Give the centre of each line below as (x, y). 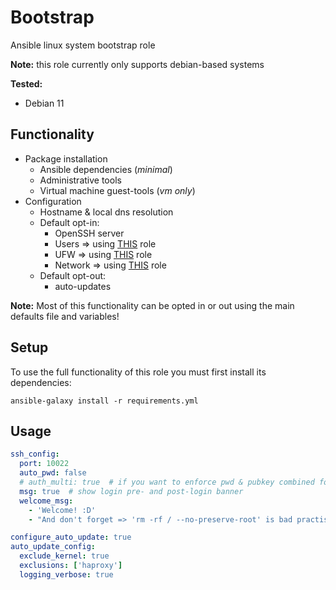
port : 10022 (44, 464)
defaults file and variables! (65, 316)
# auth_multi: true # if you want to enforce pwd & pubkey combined (167, 482)
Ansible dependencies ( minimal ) (106, 169)
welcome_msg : (46, 501)
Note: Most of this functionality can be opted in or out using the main (152, 305)
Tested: (26, 83)
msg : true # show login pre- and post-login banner (131, 491)
